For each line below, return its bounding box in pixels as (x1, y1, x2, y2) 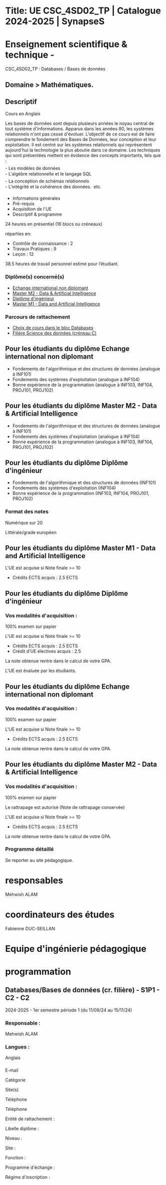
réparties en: (5, 231, 31, 237)
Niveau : (5, 1135, 22, 1141)
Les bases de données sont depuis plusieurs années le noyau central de (5, 120, 154, 126)
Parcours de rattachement (5, 313, 70, 320)
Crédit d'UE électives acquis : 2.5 (12, 648, 81, 654)
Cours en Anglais (5, 111, 41, 117)
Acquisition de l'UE (12, 206, 52, 212)
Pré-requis (12, 201, 35, 207)
